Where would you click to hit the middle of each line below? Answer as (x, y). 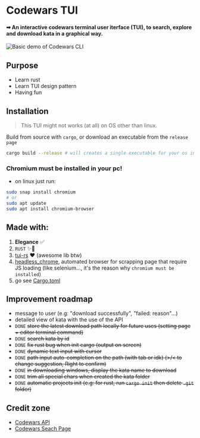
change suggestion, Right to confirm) (60, 364)
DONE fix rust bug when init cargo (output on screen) (78, 345)
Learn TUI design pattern (46, 86)
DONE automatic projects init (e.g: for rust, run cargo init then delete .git (104, 383)
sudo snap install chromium (41, 192)
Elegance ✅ (29, 242)
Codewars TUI (42, 10)
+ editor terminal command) (49, 332)
